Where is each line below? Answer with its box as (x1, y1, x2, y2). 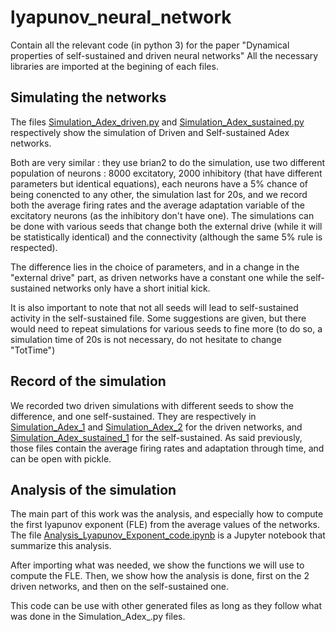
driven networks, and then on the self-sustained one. (10, 581, 230, 593)
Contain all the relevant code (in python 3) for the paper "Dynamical (10, 39, 290, 51)
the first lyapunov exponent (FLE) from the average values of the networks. (10, 519, 321, 531)
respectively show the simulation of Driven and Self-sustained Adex (10, 126, 290, 138)
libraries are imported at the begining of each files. (10, 60, 219, 72)
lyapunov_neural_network (10, 6, 232, 29)
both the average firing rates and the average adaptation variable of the (10, 199, 305, 211)
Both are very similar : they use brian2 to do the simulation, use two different (10, 156, 326, 168)
